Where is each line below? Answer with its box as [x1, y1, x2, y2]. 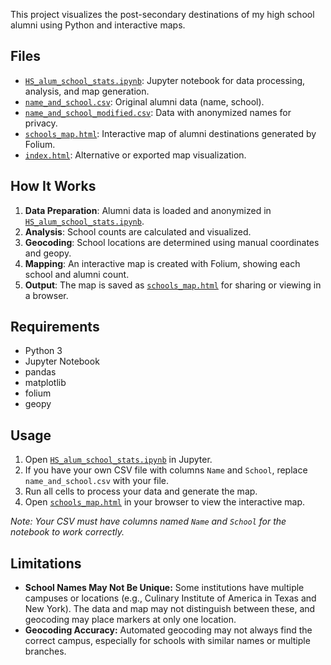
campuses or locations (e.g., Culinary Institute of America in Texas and [24, 592, 317, 604]
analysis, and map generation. [24, 85, 150, 97]
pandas [24, 366, 57, 378]
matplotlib [24, 377, 67, 389]
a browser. [24, 289, 69, 301]
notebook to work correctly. [10, 526, 125, 538]
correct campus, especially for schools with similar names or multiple [24, 635, 311, 647]
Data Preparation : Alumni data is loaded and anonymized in [24, 204, 272, 216]
